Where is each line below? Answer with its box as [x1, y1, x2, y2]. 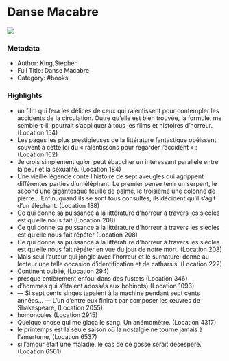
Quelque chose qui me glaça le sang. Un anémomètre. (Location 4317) [16, 318, 217, 326]
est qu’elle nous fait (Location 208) [16, 216, 116, 224]
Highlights [7, 91, 43, 100]
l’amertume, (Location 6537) [16, 332, 97, 340]
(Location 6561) [16, 347, 62, 356]
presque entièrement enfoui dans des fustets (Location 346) [16, 274, 188, 282]
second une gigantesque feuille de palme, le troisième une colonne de [16, 187, 216, 195]
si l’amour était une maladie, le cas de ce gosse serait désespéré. [16, 340, 202, 348]
